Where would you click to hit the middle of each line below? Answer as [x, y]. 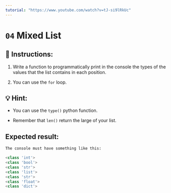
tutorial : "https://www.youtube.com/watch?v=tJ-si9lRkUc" [68, 10]
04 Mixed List [33, 35]
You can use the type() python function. [55, 110]
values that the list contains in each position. [59, 72]
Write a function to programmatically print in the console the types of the [89, 67]
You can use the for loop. [40, 82]
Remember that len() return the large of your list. [64, 121]
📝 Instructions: [29, 54]
